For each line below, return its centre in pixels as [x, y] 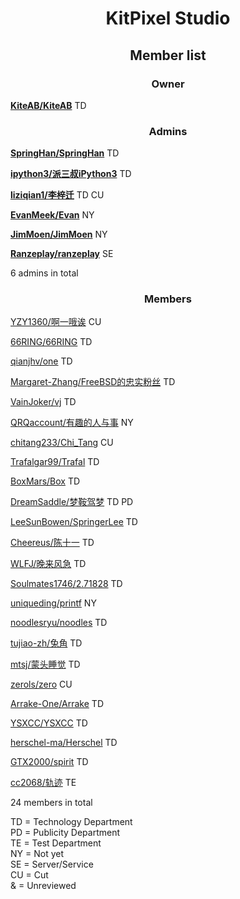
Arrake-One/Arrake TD [57, 704]
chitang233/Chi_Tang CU [62, 443]
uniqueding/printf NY [53, 603]
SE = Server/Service [52, 864]
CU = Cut [29, 875]
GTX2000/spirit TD [49, 762]
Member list [168, 55]
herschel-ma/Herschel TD [64, 743]
